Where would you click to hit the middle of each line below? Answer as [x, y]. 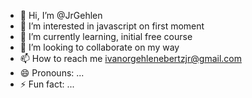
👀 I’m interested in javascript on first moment [112, 26]
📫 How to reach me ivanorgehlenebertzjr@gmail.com [130, 58]
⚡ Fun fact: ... [47, 84]
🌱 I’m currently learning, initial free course [106, 36]
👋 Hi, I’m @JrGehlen [61, 15]
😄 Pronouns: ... [52, 73]
